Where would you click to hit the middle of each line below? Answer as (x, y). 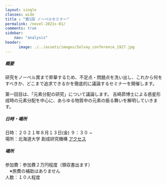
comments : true (21, 28)
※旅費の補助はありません (35, 171)
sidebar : (14, 33)
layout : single (21, 10)
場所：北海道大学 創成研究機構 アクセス (46, 138)
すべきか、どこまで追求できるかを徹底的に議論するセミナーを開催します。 (81, 83)
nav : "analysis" (31, 38)
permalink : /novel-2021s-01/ (35, 24)
